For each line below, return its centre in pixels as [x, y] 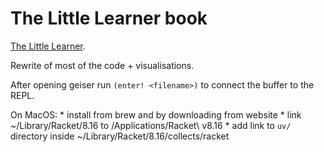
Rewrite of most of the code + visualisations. [102, 65]
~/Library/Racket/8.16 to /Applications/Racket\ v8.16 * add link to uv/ [151, 125]
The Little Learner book [109, 18]
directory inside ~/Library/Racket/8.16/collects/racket [120, 136]
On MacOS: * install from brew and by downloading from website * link [156, 114]
